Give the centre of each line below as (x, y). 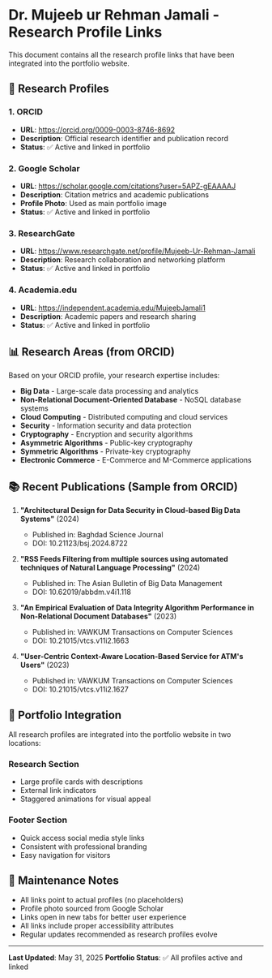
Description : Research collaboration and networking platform (123, 260)
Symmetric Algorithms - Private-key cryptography (106, 451)
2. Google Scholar (45, 168)
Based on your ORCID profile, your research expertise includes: (114, 376)
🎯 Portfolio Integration (65, 715)
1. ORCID (25, 112)
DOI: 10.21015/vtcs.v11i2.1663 (81, 641)
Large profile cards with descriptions (81, 782)
